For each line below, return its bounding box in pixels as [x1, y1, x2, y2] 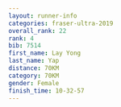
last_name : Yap [8, 57, 60, 65]
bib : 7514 [8, 42, 42, 50]
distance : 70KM [8, 64, 60, 72]
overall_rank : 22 [8, 27, 67, 35]
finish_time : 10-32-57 [8, 86, 85, 95]
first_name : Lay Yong [8, 49, 81, 57]
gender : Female [8, 79, 60, 87]
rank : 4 [8, 34, 35, 43]
